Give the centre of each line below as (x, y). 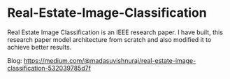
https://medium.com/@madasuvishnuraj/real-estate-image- (110, 60)
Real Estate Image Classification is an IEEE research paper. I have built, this (115, 32)
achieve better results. (39, 47)
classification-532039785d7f (49, 68)
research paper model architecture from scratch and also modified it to (109, 39)
